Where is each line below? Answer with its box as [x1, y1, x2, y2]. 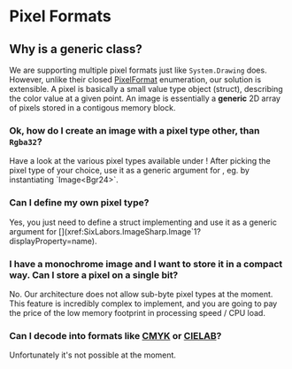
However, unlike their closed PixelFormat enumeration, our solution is [9, 74, 262, 85]
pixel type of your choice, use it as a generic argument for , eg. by [9, 165, 250, 176]
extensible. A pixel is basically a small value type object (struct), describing [9, 84, 283, 94]
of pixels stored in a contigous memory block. [9, 103, 176, 112]
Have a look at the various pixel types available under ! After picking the [9, 156, 272, 166]
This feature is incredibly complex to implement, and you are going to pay [9, 298, 278, 309]
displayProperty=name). [9, 235, 97, 246]
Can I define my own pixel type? [9, 196, 150, 209]
